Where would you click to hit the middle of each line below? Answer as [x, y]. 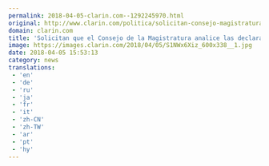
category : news [34, 61]
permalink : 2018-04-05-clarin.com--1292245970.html [96, 16]
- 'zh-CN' [28, 120]
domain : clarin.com [41, 30]
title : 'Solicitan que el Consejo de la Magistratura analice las [121, 38]
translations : [32, 68]
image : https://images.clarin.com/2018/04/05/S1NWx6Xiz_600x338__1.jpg [130, 45]
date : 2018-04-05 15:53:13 [53, 53]
